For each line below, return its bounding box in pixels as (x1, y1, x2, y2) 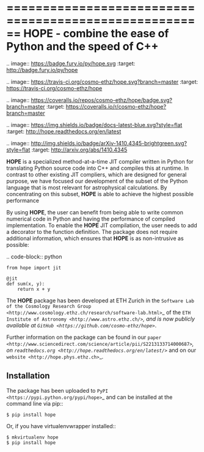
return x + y (17, 286, 51, 292)
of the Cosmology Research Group (6, 303, 92, 309)
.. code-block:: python (6, 253, 62, 260)
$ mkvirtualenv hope (6, 434, 59, 440)
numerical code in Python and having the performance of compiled (6, 215, 175, 222)
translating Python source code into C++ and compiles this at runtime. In (6, 164, 189, 172)
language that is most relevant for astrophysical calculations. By (6, 184, 167, 191)
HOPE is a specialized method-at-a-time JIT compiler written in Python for (6, 158, 194, 165)
